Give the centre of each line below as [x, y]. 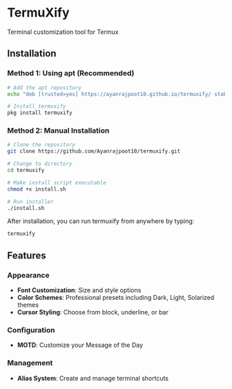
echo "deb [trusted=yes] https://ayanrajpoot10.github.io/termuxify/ [109, 94]
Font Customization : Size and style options [79, 290]
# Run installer [30, 202]
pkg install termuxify [40, 113]
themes [28, 305]
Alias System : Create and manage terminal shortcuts [93, 378]
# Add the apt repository [44, 88]
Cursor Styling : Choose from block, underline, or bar [93, 312]
